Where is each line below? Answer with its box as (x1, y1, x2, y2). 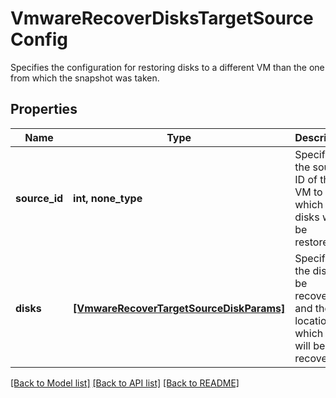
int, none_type (73, 191, 143, 205)
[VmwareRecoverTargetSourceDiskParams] (73, 301, 286, 315)
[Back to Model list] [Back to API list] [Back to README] (10, 377, 240, 389)
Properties (10, 101, 78, 118)
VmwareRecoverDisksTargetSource (10, 7, 314, 30)
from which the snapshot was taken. (10, 72, 160, 84)
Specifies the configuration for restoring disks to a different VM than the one (10, 61, 325, 73)
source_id (15, 191, 64, 205)
